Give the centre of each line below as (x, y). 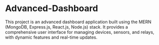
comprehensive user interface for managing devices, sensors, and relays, (80, 32)
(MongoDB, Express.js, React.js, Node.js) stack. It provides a (66, 27)
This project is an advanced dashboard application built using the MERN (78, 22)
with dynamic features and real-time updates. (51, 37)
